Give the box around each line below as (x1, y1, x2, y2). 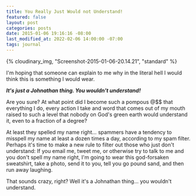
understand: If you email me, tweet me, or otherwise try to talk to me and (6, 147, 184, 154)
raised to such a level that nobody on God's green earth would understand (6, 110, 188, 118)
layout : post (6, 19, 38, 25)
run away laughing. (6, 166, 53, 173)
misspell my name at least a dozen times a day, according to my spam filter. (6, 135, 191, 142)
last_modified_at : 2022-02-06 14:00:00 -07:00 (6, 36, 123, 42)
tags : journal (6, 42, 41, 48)
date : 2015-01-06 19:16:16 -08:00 (6, 31, 92, 37)
